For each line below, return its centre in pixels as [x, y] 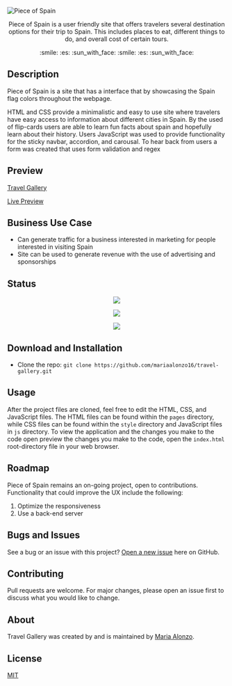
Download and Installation [65, 348]
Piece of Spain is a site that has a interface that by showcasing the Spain [111, 91]
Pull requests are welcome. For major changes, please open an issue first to [116, 591]
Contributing [35, 574]
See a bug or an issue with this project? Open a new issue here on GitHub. [114, 552]
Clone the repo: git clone [54, 365]
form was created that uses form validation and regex [84, 149]
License [25, 659]
